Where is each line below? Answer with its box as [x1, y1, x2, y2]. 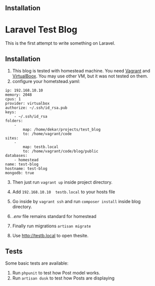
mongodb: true [5, 171, 35, 176]
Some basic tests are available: [5, 260, 68, 266]
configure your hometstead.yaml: [12, 78, 80, 84]
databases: [5, 153, 28, 158]
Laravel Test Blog [5, 24, 78, 35]
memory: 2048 [5, 92, 32, 97]
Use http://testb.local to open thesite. [12, 233, 89, 239]
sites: [5, 136, 19, 141]
